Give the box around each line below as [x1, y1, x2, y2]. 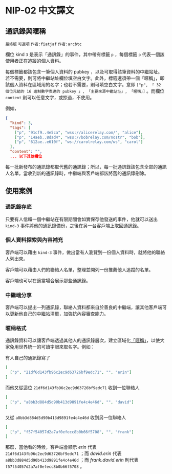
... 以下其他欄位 [10, 154, 42, 159]
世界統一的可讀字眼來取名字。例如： [18, 344, 95, 350]
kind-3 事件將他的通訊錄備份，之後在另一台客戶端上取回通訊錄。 [5, 222, 142, 229]
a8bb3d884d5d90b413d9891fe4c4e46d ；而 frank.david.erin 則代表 [5, 457, 139, 463]
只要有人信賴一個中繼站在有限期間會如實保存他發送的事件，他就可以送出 [5, 216, 158, 222]
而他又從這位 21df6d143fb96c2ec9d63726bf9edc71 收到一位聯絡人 [5, 385, 140, 391]
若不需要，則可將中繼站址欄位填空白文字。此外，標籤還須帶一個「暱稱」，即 [5, 75, 165, 81]
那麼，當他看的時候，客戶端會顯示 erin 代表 [5, 444, 97, 450]
